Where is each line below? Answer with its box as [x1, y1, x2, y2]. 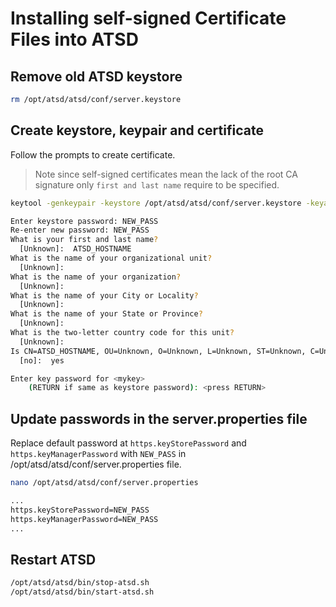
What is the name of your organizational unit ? [10, 253, 213, 264]
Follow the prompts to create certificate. [10, 148, 176, 161]
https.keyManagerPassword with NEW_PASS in [10, 448, 187, 460]
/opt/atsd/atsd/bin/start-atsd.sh [10, 587, 155, 597]
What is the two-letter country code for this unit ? [10, 328, 235, 338]
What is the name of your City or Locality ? [10, 290, 199, 301]
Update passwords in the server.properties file [10, 410, 308, 427]
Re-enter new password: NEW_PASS [10, 225, 150, 236]
